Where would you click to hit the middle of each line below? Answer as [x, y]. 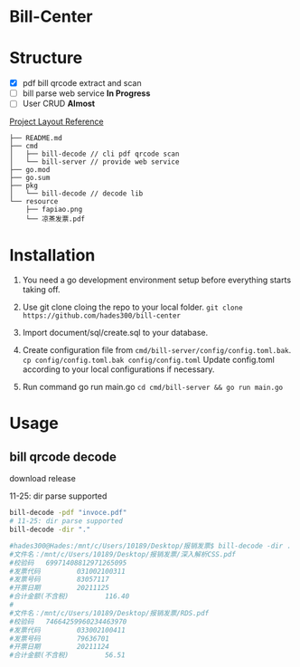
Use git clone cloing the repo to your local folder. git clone [132, 307]
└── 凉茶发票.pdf [56, 219]
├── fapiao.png [54, 210]
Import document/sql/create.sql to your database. [115, 333]
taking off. [41, 290]
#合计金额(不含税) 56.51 [67, 655]
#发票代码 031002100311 [68, 571]
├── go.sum [30, 178]
